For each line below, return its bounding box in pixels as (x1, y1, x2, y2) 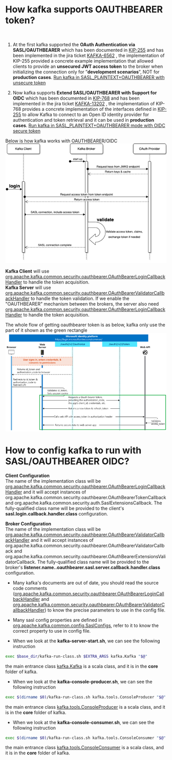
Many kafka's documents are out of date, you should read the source (12, 579, 159, 586)
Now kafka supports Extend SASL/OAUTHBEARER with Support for (12, 89, 157, 96)
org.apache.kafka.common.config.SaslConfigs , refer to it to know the (12, 622, 159, 629)
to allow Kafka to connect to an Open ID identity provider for (22, 111, 149, 118)
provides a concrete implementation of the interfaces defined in (22, 106, 157, 112)
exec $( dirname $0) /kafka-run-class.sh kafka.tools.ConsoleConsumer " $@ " (5, 735, 166, 740)
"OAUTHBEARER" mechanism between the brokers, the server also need (5, 301, 159, 307)
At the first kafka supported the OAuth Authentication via (12, 41, 136, 47)
